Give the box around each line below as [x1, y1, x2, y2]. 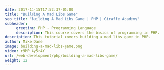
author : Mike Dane [5, 39, 43, 44]
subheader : [5, 21, 28, 26]
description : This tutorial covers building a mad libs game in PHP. [5, 35, 151, 40]
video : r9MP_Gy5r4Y [5, 48, 45, 53]
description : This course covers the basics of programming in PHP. [16, 30, 160, 35]
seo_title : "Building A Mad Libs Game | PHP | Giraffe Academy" [5, 16, 140, 21]
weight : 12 [5, 58, 28, 63]
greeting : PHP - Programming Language [16, 26, 96, 31]
